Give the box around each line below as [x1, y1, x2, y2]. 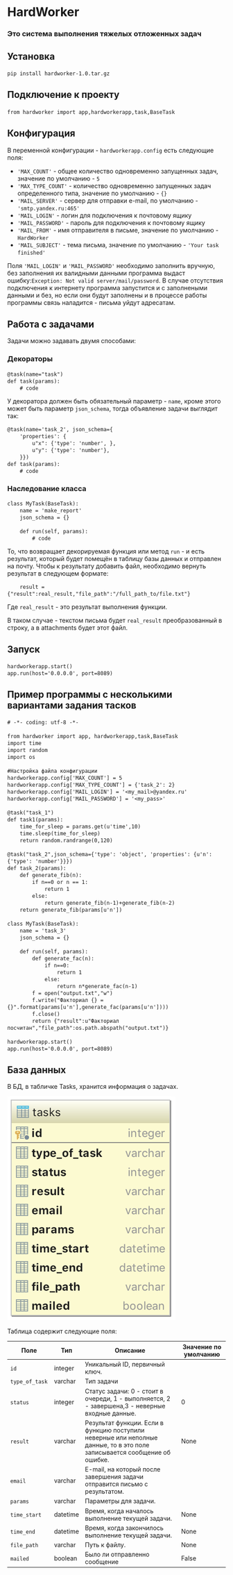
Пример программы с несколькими [7, 689, 173, 701]
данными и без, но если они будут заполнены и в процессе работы [7, 291, 207, 299]
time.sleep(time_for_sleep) [19, 830, 101, 837]
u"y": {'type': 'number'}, [32, 447, 110, 453]
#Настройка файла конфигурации [7, 767, 98, 774]
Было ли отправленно [85, 1550, 150, 1559]
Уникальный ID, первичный [85, 1360, 165, 1369]
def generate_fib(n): [19, 872, 82, 878]
